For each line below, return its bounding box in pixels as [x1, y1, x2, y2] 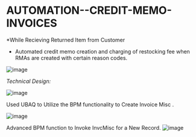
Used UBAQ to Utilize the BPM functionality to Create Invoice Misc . [6, 100, 174, 108]
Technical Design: [6, 78, 51, 85]
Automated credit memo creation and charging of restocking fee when [14, 47, 190, 55]
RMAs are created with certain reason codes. [14, 54, 128, 61]
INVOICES [6, 16, 57, 30]
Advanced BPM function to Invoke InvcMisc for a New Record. [6, 124, 161, 131]
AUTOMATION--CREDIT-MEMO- [6, 4, 172, 17]
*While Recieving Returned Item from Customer [6, 36, 125, 43]
